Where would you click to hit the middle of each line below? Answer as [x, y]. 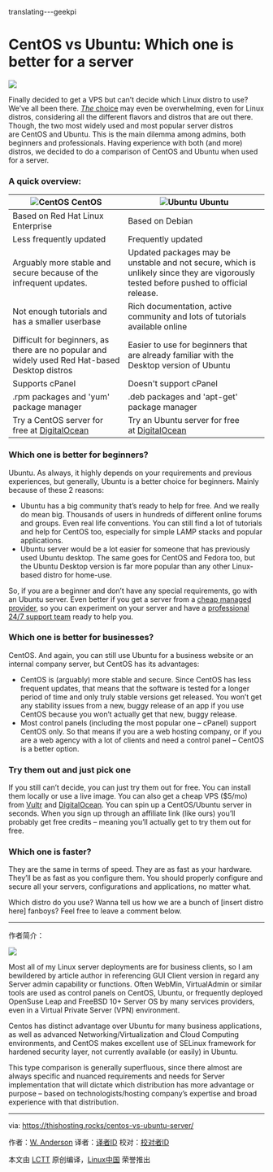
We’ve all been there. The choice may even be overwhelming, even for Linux [136, 108]
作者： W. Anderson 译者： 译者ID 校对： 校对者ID [89, 1143]
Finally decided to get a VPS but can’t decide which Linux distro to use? [128, 99]
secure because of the [56, 273]
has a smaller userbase [57, 322]
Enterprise [32, 226]
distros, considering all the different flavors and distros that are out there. [131, 116]
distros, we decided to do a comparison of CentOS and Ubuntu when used [133, 151]
